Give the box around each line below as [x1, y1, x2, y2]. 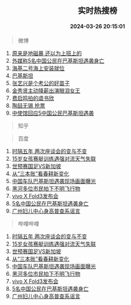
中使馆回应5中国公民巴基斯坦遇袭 [11, 109, 95, 117]
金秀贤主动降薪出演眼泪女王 [11, 87, 81, 94]
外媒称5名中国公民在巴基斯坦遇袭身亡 [11, 57, 105, 64]
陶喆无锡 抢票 [11, 102, 45, 109]
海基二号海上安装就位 [11, 65, 65, 72]
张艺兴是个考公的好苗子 [11, 80, 70, 87]
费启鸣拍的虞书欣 [11, 94, 54, 102]
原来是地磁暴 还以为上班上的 [11, 50, 82, 57]
